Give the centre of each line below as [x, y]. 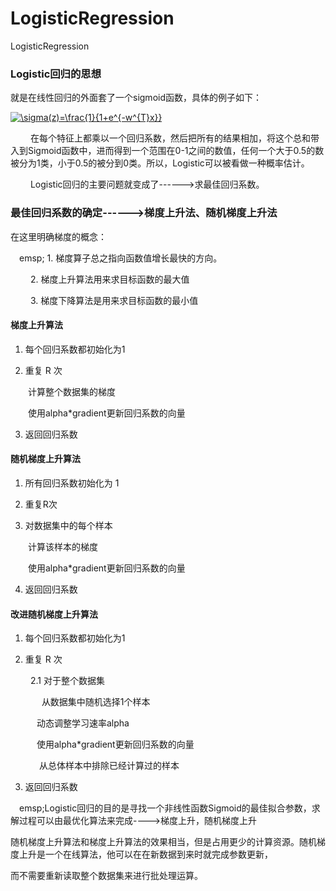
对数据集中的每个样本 [68, 525]
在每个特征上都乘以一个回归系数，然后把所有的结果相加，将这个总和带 [174, 138]
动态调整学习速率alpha [83, 723]
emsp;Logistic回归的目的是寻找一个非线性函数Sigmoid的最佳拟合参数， [165, 808]
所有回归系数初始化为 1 [72, 483]
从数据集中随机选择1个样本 [96, 702]
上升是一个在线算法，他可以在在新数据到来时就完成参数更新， [145, 854]
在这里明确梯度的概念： [58, 236]
